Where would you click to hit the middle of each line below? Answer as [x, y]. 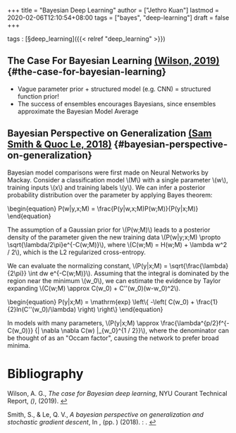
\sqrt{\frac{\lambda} [199, 265]
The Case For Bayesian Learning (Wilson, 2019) [113, 61]
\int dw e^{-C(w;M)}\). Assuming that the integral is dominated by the [129, 273]
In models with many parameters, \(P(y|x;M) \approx [83, 322]
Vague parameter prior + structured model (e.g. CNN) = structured [114, 89]
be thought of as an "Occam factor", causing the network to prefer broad [113, 338]
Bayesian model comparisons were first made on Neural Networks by [108, 172]
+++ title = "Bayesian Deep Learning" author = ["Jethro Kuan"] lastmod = [113, 10]
